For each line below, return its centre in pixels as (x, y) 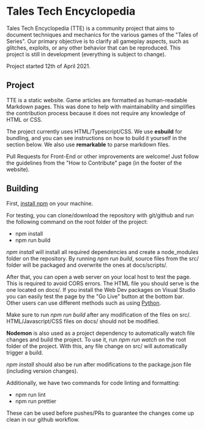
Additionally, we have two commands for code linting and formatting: (93, 382)
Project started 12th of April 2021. (48, 66)
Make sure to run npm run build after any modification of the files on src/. (99, 315)
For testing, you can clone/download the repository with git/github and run (100, 215)
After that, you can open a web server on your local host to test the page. (99, 277)
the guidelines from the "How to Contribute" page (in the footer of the (94, 163)
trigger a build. (25, 353)
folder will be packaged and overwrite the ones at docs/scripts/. (87, 265)
